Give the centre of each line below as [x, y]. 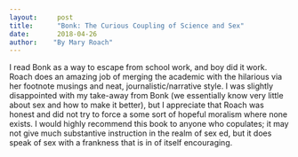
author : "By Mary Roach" [61, 42]
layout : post [41, 17]
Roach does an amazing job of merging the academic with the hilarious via [146, 77]
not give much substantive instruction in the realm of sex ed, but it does [141, 133]
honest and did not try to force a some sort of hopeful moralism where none [149, 114]
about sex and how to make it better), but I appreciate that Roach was [137, 105]
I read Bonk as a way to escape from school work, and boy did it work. [138, 67]
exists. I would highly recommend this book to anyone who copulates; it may [149, 124]
